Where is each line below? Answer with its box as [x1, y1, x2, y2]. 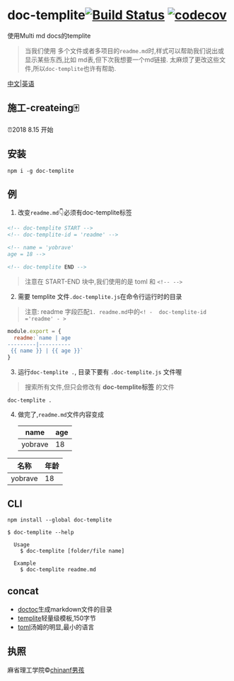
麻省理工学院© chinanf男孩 [7, 665, 85, 674]
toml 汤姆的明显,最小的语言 [17, 622, 95, 631]
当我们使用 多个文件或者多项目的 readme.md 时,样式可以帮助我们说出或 [24, 46, 225, 55]
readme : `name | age [13, 334, 71, 342]
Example [13, 560, 37, 567]
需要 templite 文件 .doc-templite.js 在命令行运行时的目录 [17, 292, 182, 300]
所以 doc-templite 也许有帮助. [33, 64, 117, 72]
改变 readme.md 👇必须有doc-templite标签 [17, 208, 132, 217]
